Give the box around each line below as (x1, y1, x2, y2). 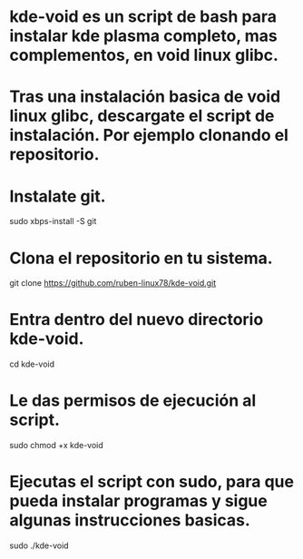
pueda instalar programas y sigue (9, 491, 268, 512)
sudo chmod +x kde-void (9, 440, 104, 451)
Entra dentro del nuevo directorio (9, 309, 264, 330)
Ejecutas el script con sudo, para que (9, 472, 295, 492)
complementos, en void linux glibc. (9, 45, 279, 65)
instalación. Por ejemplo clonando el (9, 125, 288, 146)
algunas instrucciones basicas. (9, 510, 251, 531)
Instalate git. (9, 186, 106, 206)
